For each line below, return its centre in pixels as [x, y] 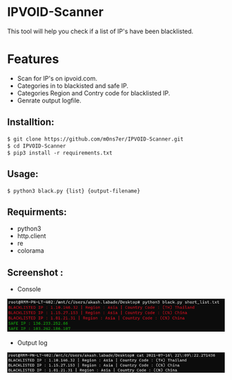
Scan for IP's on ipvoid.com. [57, 78]
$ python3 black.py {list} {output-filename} [74, 191]
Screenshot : [35, 272]
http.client [31, 236]
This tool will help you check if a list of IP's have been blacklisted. [100, 31]
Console [29, 289]
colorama [31, 251]
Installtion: [31, 122]
